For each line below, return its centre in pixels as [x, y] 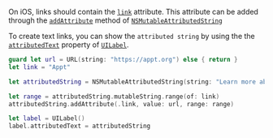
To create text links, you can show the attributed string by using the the [132, 36]
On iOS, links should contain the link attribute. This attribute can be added [133, 12]
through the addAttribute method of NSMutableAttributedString [115, 20]
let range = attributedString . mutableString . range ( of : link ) [114, 97]
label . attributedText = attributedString [80, 126]
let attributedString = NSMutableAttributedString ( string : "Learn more [132, 82]
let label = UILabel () [47, 119]
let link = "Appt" [39, 67]
